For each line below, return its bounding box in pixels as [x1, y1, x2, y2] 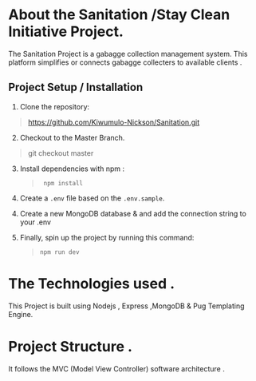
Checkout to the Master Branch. [19, 133, 125, 142]
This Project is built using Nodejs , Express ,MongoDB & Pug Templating [8, 301, 245, 311]
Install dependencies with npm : [19, 164, 125, 173]
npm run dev [39, 248, 80, 256]
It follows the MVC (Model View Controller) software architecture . [8, 363, 225, 373]
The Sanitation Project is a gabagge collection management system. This [8, 49, 248, 58]
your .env [19, 217, 52, 227]
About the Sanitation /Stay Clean [8, 6, 230, 24]
